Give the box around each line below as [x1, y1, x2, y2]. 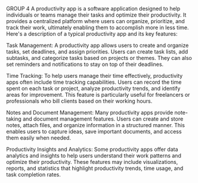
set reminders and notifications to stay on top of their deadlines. [6, 61, 164, 68]
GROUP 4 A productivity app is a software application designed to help [6, 5, 181, 12]
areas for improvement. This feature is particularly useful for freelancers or [6, 91, 190, 98]
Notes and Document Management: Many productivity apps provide [6, 109, 174, 116]
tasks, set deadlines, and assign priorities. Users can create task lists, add [6, 48, 188, 55]
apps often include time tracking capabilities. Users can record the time [6, 78, 182, 86]
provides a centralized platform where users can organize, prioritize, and [6, 18, 185, 24]
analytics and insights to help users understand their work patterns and [6, 152, 182, 159]
